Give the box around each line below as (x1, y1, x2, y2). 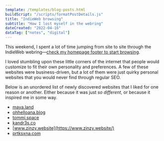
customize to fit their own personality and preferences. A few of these (5, 64, 149, 70)
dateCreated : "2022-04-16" (5, 26, 61, 31)
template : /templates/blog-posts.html (5, 7, 85, 12)
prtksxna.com (12, 131, 41, 136)
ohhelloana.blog (12, 109, 46, 115)
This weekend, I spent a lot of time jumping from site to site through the (5, 44, 152, 49)
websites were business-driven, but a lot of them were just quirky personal (5, 69, 159, 75)
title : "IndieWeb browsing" (5, 16, 64, 21)
